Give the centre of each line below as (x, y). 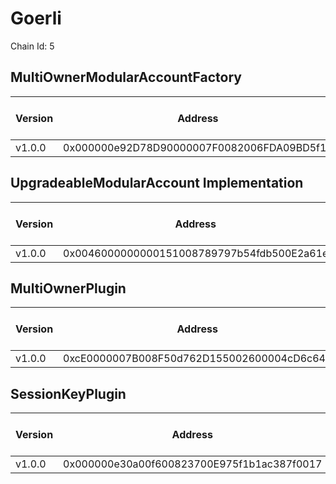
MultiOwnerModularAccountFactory (126, 77)
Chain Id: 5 (32, 46)
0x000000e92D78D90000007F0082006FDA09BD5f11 (198, 147)
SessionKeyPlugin (68, 393)
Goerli (36, 18)
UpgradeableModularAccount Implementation (157, 183)
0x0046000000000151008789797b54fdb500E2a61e (196, 253)
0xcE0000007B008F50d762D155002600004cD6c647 (198, 359)
